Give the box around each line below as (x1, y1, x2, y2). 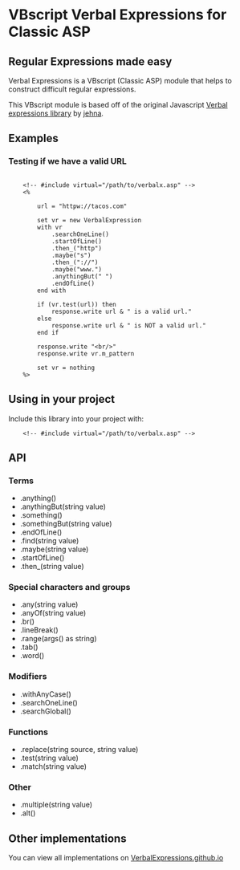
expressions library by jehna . (8, 108, 104, 118)
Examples (8, 132, 59, 145)
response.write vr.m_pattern (37, 349, 135, 358)
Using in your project (8, 392, 116, 406)
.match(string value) (19, 762, 87, 771)
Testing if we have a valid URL (8, 156, 127, 167)
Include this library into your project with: (8, 413, 144, 423)
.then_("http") (51, 244, 103, 252)
